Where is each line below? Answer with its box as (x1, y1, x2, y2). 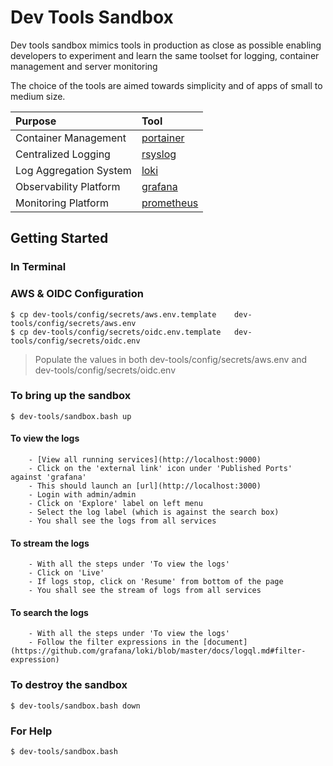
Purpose (15, 114, 57, 128)
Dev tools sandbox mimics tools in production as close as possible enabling (10, 39, 322, 51)
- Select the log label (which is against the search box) (28, 507, 280, 518)
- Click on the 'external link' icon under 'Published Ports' (28, 464, 293, 474)
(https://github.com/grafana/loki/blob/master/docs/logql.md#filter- (10, 646, 307, 656)
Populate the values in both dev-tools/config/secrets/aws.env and (34, 353, 308, 365)
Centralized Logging (15, 147, 111, 161)
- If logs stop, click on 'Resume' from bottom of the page (28, 577, 284, 587)
